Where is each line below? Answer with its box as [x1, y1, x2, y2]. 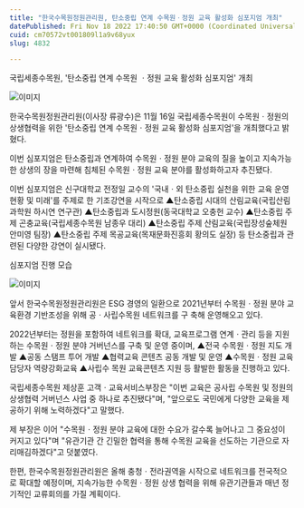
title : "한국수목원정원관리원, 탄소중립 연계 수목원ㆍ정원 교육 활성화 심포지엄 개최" [9, 13, 283, 23]
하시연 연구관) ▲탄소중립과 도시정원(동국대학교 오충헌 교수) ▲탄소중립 [33, 206, 283, 218]
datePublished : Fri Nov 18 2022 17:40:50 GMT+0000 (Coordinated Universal [9, 22, 298, 31]
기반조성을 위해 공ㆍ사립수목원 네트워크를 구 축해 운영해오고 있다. [33, 309, 263, 320]
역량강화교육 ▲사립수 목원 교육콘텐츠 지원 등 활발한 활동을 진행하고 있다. [33, 363, 290, 374]
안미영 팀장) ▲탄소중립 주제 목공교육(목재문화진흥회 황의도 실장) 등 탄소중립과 [9, 229, 285, 240]
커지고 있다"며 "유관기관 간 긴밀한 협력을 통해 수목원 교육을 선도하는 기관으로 [9, 435, 280, 446]
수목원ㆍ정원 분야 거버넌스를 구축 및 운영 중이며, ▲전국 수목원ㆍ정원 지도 [25, 340, 283, 351]
